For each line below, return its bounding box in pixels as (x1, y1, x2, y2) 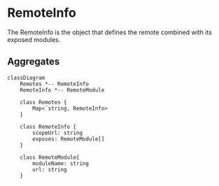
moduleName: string (32, 159, 90, 167)
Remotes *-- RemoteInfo (20, 80, 90, 87)
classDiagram (7, 74, 45, 81)
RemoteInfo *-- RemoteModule (20, 86, 105, 94)
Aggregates (7, 56, 60, 68)
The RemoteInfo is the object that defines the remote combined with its (7, 28, 212, 36)
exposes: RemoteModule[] (32, 135, 105, 143)
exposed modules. (7, 35, 61, 43)
